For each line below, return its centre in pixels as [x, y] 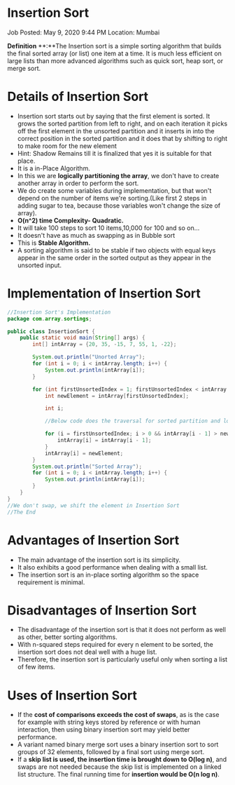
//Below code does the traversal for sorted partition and [132, 421]
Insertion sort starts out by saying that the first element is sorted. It [114, 116]
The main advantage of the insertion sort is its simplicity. [99, 560]
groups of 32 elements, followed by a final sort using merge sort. [111, 752]
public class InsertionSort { [51, 331]
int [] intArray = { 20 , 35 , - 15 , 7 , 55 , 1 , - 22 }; [105, 344]
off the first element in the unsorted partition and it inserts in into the [116, 130]
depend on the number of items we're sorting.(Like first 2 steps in [112, 198]
